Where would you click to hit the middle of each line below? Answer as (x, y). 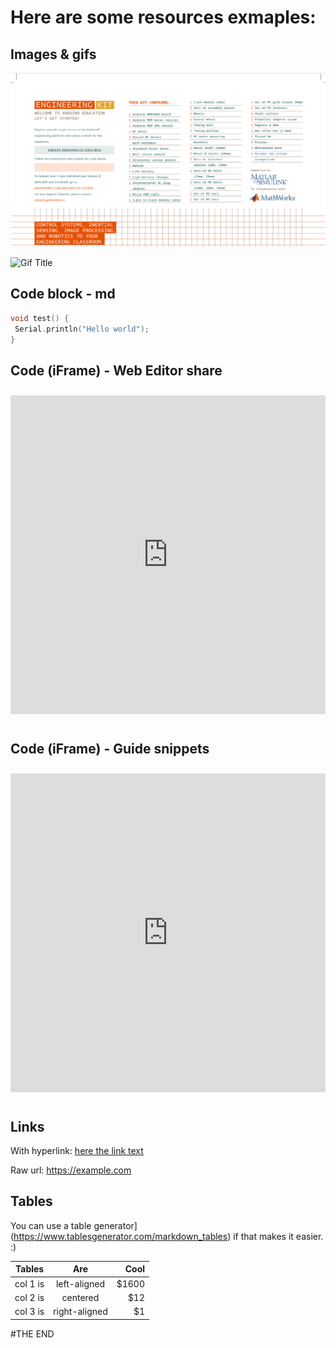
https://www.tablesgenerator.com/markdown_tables (120, 1236)
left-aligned (80, 1283)
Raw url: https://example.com (71, 1170)
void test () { (40, 318)
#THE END (32, 1333)
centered (80, 1297)
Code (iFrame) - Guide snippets (110, 748)
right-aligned (80, 1312)
